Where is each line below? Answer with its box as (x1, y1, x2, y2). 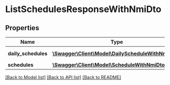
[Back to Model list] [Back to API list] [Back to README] (5, 74, 121, 80)
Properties (5, 24, 39, 32)
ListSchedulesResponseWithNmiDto (5, 4, 162, 15)
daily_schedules (8, 50, 48, 57)
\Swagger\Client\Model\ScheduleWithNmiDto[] (52, 61, 169, 68)
